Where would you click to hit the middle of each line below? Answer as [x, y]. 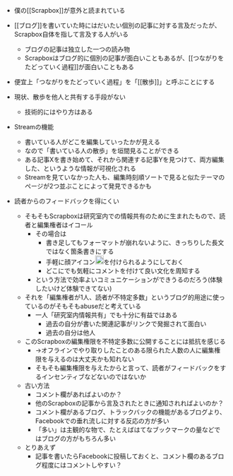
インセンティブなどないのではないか [94, 376]
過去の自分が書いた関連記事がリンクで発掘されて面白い [126, 323]
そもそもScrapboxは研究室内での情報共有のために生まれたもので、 [122, 216]
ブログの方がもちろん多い [79, 438]
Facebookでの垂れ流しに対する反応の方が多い [102, 421]
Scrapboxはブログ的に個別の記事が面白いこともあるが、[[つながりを [124, 58]
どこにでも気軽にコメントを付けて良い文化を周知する [123, 270]
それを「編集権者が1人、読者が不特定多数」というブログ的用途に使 [122, 297]
